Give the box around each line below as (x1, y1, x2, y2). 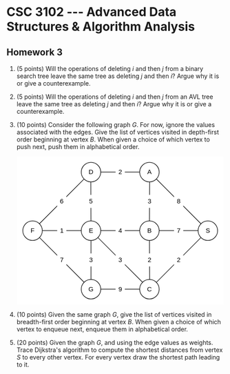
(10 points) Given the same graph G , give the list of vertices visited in (16, 311, 212, 319)
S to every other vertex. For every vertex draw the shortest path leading (16, 353, 220, 362)
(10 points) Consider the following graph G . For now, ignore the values (16, 121, 215, 128)
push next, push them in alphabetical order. (16, 143, 140, 150)
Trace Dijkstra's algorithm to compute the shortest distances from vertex (16, 346, 223, 354)
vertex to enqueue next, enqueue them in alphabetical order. (16, 325, 189, 333)
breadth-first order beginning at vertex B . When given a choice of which (16, 318, 222, 326)
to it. (16, 360, 30, 369)
